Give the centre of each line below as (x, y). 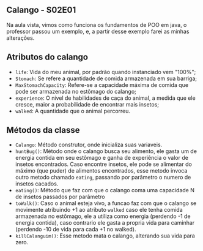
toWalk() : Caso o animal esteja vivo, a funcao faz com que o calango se (106, 203)
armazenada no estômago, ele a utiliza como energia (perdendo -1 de (103, 216)
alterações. (20, 38)
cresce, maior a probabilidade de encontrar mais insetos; (87, 104)
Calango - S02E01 (41, 10)
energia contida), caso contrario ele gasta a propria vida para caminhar (105, 223)
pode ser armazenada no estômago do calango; (76, 91)
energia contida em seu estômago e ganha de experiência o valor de (102, 158)
